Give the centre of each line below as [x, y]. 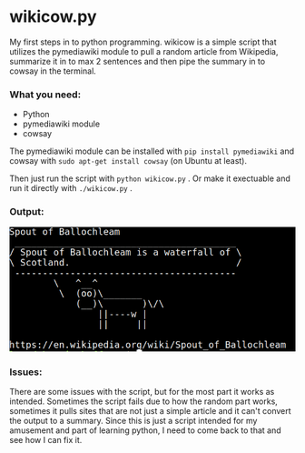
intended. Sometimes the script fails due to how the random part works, [144, 401]
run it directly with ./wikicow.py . [71, 188]
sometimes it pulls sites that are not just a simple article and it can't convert [151, 411]
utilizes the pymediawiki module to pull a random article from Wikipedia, [144, 51]
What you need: [45, 95]
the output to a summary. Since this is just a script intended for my [133, 421]
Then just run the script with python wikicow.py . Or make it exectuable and [150, 178]
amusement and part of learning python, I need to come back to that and [145, 430]
